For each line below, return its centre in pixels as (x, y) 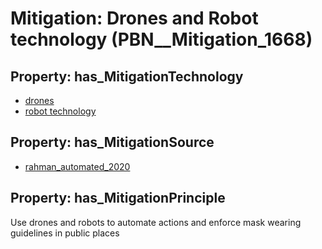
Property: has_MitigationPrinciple (118, 198)
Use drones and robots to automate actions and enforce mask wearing (156, 222)
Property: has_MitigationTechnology (127, 76)
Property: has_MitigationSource (112, 142)
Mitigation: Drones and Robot (134, 18)
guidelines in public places (65, 233)
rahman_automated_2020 (77, 166)
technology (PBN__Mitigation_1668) (161, 39)
